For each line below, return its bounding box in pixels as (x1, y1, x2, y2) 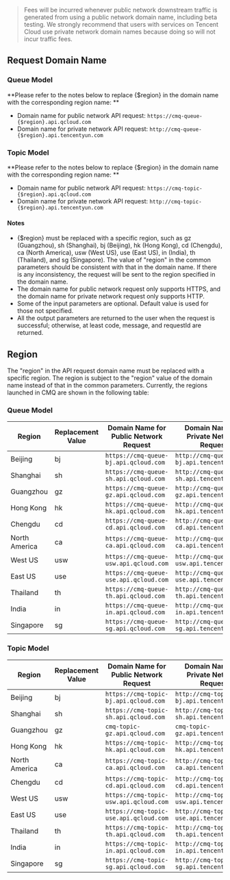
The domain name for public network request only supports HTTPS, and (16, 285, 221, 293)
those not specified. (16, 307, 74, 315)
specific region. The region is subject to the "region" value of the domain (7, 374, 213, 382)
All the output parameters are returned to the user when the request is (16, 314, 216, 323)
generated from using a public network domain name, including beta (23, 13, 218, 21)
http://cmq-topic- (149, 198, 202, 205)
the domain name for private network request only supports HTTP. (16, 292, 205, 301)
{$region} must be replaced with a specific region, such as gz (16, 234, 192, 242)
